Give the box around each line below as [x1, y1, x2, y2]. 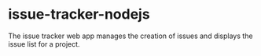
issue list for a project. [8, 39, 80, 48]
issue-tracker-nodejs [8, 5, 151, 23]
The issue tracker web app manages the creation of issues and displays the [8, 31, 253, 40]
